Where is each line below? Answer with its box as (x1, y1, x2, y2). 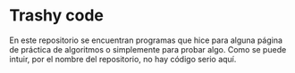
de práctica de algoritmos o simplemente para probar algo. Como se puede (9, 44, 287, 54)
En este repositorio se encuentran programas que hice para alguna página (9, 35, 283, 45)
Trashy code (9, 5, 105, 26)
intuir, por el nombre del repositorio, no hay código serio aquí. (9, 53, 237, 64)
